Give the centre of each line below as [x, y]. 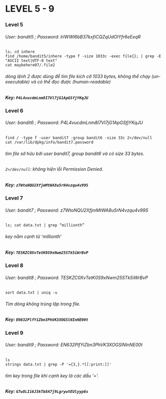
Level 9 [14, 333]
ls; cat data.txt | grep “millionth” [45, 225]
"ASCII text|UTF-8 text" [31, 61]
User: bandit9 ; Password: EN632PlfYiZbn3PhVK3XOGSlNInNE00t [74, 345]
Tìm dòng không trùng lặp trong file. [43, 304]
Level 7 [14, 198]
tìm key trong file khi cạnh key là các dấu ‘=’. [52, 376]
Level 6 [14, 110]
